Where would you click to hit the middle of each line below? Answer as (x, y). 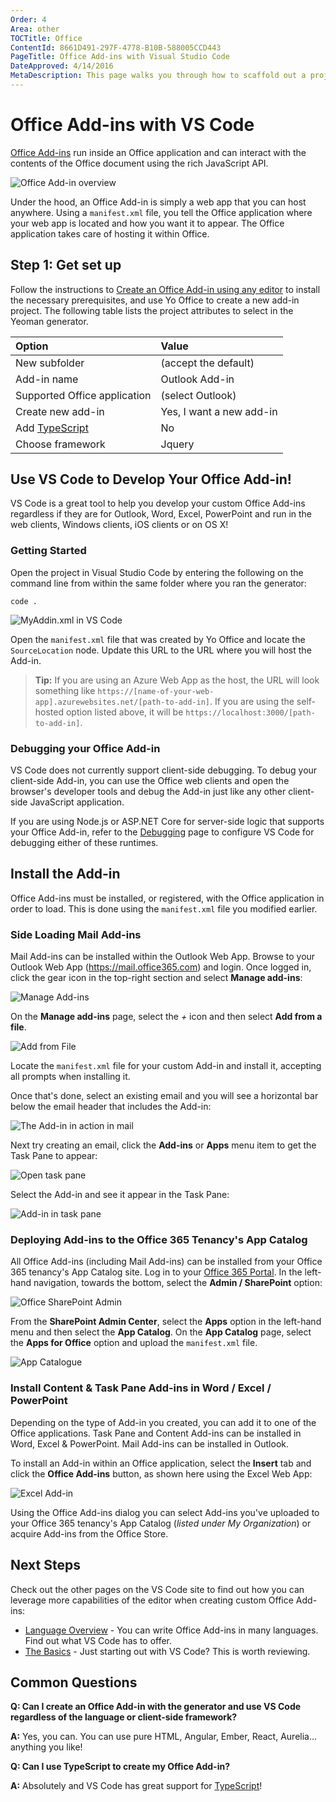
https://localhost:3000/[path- (250, 712)
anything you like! (46, 1747)
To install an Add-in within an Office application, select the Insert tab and (161, 1463)
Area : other (35, 29)
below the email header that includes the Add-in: (111, 1107)
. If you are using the (252, 701)
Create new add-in (60, 411)
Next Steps (45, 1565)
